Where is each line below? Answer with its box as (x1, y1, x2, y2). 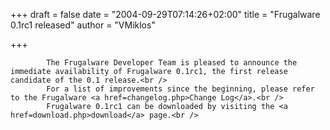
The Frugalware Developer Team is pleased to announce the (46, 58, 298, 68)
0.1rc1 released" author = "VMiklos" (10, 19, 156, 31)
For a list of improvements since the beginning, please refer (46, 84, 315, 94)
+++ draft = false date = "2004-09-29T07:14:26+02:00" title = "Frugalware (10, 9, 321, 20)
